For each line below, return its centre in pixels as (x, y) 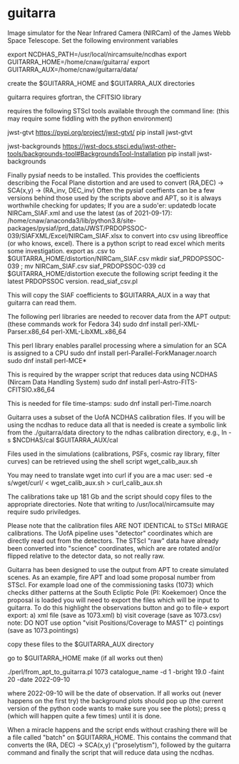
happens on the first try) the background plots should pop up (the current (115, 701)
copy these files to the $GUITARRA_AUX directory (81, 644)
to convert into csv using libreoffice (176, 235)
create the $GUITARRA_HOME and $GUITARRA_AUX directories (101, 83)
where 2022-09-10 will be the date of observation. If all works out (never (115, 693)
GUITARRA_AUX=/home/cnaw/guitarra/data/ (73, 69)
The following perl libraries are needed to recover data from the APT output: (119, 316)
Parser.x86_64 (29, 331)
